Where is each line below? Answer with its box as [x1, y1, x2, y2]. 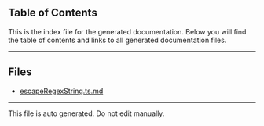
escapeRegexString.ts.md [19, 86, 104, 95]
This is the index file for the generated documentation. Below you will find [8, 27, 247, 36]
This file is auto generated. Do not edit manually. [8, 109, 165, 118]
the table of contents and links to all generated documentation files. [8, 35, 227, 45]
